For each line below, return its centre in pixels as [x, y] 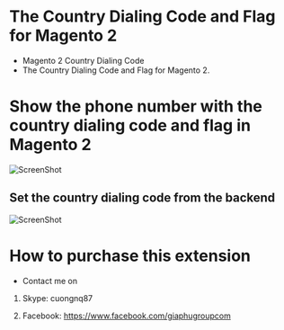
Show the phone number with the [136, 107]
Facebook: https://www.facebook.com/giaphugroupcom [126, 316]
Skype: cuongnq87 [57, 298]
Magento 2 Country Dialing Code [83, 60]
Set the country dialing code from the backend [142, 198]
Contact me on [50, 281]
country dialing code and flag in [130, 125]
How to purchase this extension [130, 256]
